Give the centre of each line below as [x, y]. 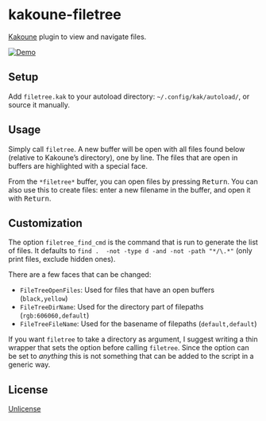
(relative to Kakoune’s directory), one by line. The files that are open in [123, 158]
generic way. [29, 364]
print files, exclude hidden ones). [62, 259]
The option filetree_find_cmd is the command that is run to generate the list [133, 242]
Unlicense [25, 409]
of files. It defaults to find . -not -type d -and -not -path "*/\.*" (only [130, 251]
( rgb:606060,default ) [54, 315]
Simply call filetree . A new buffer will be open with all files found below [127, 149]
